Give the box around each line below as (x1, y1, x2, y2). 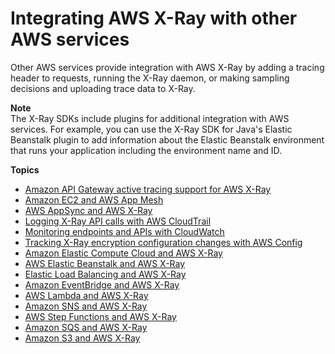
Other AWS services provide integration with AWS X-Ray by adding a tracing (10, 61, 325, 73)
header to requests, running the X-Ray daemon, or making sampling (10, 72, 290, 84)
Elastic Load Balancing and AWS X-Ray (24, 268, 187, 280)
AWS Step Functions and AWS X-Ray (24, 310, 177, 322)
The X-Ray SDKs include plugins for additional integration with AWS (10, 112, 290, 124)
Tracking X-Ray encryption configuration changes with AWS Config (24, 236, 303, 248)
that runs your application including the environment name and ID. (10, 144, 283, 156)
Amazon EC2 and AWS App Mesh (24, 193, 164, 206)
